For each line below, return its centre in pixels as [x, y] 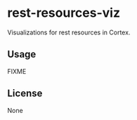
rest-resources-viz [64, 13]
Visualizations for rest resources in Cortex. [69, 32]
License [25, 94]
